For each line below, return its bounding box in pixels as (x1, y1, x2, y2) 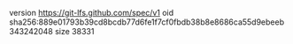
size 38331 (54, 26, 95, 36)
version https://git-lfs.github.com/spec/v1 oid (9, 8, 174, 18)
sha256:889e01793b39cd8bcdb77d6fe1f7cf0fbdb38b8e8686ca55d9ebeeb (9, 17, 285, 27)
